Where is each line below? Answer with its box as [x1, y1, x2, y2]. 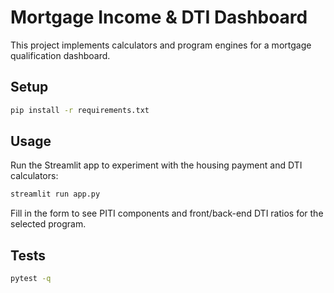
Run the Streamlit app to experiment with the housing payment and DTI [10, 159, 303, 171]
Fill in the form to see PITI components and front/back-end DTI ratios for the [10, 207, 324, 220]
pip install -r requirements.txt [10, 105, 150, 115]
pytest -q [10, 274, 52, 284]
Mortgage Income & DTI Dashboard [10, 6, 308, 29]
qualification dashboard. [10, 49, 111, 61]
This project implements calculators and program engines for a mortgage [10, 39, 312, 51]
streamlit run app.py [10, 189, 101, 200]
